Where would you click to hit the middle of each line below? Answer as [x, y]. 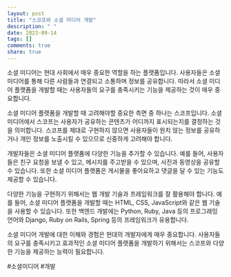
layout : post [26, 13]
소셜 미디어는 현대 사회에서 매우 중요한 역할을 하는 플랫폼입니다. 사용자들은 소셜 [114, 72]
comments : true [29, 45]
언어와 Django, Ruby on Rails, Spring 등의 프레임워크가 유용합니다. [98, 219]
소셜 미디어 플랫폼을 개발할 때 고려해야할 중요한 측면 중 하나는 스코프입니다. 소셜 [115, 113]
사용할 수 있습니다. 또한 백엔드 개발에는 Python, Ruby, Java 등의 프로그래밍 [116, 211]
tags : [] [20, 39]
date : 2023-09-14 [32, 33]
